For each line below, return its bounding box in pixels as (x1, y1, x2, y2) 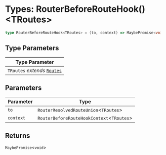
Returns (5, 131, 31, 140)
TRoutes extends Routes (7, 67, 62, 74)
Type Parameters (5, 44, 59, 52)
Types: (5, 3, 35, 15)
